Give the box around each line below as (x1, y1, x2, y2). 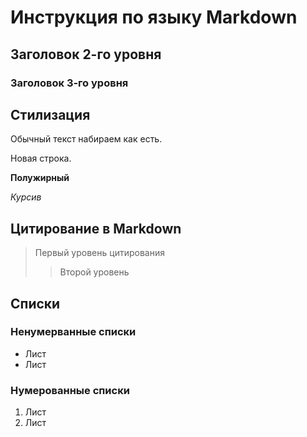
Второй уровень (59, 266, 130, 278)
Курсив (10, 191, 42, 203)
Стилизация (10, 106, 91, 123)
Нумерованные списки (10, 383, 130, 397)
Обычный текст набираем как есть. (10, 133, 163, 145)
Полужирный (10, 172, 70, 184)
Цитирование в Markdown (10, 220, 182, 237)
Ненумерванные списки (10, 325, 137, 339)
